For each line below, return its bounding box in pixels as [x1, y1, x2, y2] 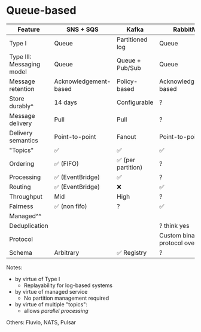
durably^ [9, 102, 34, 110]
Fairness [9, 202, 33, 210]
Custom [159, 231, 181, 239]
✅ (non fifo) [54, 202, 88, 210]
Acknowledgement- [54, 77, 111, 86]
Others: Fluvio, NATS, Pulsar [6, 318, 77, 326]
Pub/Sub [116, 63, 142, 72]
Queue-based [6, 4, 77, 17]
